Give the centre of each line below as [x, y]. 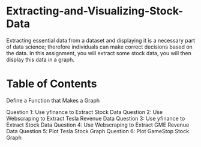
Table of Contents [52, 84]
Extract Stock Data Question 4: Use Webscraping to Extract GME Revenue [98, 125]
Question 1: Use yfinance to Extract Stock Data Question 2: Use [85, 112]
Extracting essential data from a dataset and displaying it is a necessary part [101, 40]
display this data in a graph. [40, 59]
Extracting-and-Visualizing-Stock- [95, 11]
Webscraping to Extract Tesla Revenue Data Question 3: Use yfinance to [96, 118]
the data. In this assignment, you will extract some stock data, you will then [99, 53]
